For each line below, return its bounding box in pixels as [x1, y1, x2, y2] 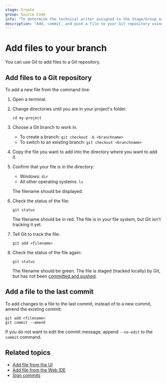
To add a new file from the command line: [5, 87, 90, 93]
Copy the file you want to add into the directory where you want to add [12, 149, 158, 155]
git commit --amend [5, 320, 46, 325]
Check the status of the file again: [12, 250, 82, 255]
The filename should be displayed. [12, 189, 83, 194]
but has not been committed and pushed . [12, 273, 97, 279]
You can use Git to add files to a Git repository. [5, 59, 101, 65]
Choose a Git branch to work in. [12, 124, 78, 130]
